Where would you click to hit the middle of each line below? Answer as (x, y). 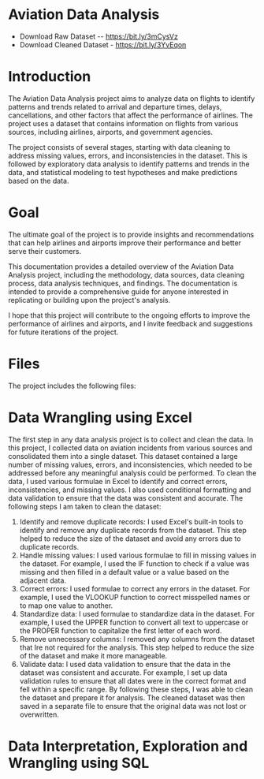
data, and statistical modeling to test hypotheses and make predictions (123, 172)
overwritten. (39, 714)
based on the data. (39, 181)
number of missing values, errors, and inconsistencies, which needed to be (130, 464)
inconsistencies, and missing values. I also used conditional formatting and (130, 490)
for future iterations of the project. (63, 332)
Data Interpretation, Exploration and (128, 746)
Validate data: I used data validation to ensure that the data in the (125, 664)
